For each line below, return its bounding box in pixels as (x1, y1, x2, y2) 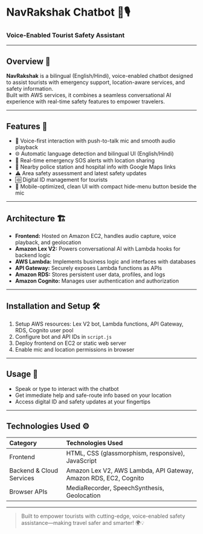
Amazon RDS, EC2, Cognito (66, 474, 144, 483)
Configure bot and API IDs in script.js (14, 333, 112, 340)
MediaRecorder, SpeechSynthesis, (66, 484, 164, 492)
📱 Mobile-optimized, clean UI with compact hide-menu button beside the (14, 183, 197, 190)
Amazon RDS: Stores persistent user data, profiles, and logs (14, 271, 166, 278)
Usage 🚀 (6, 369, 38, 379)
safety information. (6, 85, 53, 92)
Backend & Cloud (9, 466, 59, 475)
